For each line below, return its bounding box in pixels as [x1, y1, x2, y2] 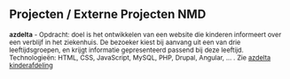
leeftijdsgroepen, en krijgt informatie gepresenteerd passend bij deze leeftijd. [9, 46, 244, 54]
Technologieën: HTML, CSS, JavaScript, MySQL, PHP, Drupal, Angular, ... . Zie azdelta [9, 53, 271, 62]
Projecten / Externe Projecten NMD [9, 7, 207, 22]
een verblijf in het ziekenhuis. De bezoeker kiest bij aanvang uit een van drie [9, 38, 241, 47]
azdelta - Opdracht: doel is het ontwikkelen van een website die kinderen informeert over [9, 30, 282, 39]
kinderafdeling [9, 61, 53, 69]
